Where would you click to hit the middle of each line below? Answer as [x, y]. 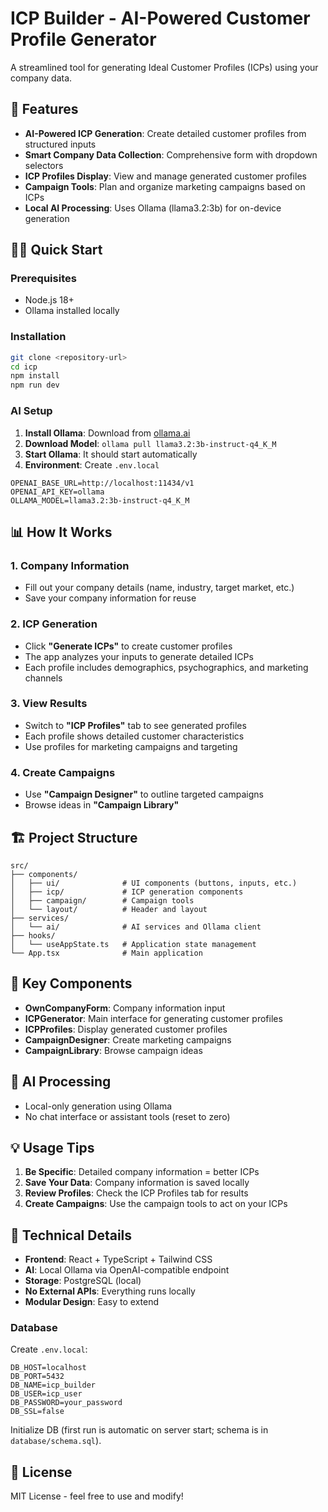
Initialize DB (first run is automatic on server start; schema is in [139, 1430]
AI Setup [31, 411]
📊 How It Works [61, 532]
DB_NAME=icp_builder [53, 1385]
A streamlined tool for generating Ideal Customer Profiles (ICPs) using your [164, 67]
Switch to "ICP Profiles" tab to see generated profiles [135, 725]
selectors [44, 165]
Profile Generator [83, 39]
